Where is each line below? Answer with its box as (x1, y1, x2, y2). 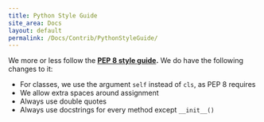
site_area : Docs (8, 19, 62, 27)
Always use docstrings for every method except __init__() (19, 105, 215, 115)
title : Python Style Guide (8, 11, 98, 20)
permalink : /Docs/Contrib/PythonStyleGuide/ (8, 33, 158, 42)
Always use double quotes (19, 96, 107, 106)
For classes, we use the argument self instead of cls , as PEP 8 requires (19, 80, 256, 89)
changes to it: (8, 65, 53, 74)
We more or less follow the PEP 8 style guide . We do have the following (8, 56, 244, 65)
